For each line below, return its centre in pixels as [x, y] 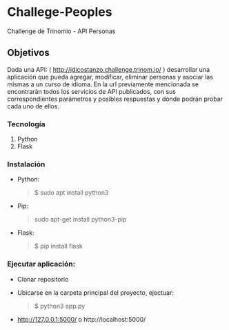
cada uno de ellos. [33, 106]
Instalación [26, 164]
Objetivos [28, 53]
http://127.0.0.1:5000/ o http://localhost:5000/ [81, 319]
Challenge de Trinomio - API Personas [61, 31]
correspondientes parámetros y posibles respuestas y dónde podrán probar [115, 99]
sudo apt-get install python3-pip [80, 220]
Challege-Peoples [60, 12]
